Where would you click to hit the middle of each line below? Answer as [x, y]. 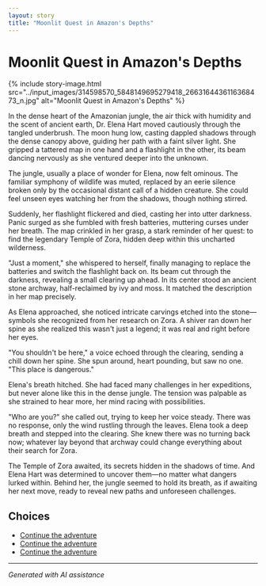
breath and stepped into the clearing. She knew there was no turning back [129, 434]
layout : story [32, 15]
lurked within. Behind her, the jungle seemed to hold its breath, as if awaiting [133, 483]
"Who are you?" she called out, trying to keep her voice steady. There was [129, 417]
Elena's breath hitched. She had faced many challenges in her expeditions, [130, 385]
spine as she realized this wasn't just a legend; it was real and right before [129, 329]
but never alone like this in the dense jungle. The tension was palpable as [127, 394]
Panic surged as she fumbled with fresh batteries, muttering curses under [129, 223]
